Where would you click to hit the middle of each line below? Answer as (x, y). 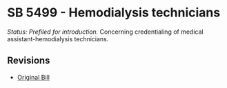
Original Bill (33, 77)
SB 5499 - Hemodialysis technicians (114, 13)
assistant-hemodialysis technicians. (58, 38)
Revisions (29, 61)
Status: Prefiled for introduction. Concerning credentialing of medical (105, 32)
